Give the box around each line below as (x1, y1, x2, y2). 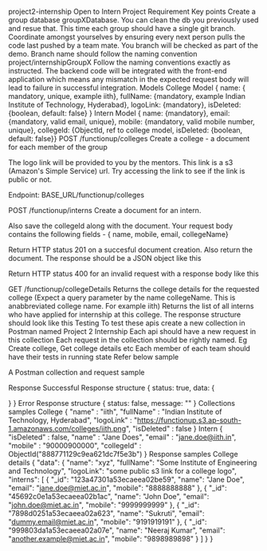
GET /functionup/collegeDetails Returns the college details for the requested (8, 285, 260, 293)
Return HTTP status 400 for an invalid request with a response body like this (8, 269, 259, 278)
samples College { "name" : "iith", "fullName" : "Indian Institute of (8, 407, 222, 416)
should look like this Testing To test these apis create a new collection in (8, 318, 245, 328)
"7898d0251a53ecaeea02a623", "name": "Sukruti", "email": (8, 509, 205, 518)
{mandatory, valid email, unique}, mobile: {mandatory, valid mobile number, (8, 117, 255, 126)
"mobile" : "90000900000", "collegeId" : (8, 441, 142, 450)
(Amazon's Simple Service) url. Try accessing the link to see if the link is (8, 167, 245, 175)
